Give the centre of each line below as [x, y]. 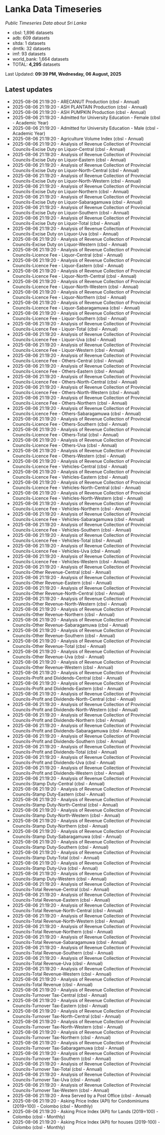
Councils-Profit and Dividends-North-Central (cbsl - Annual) [74, 699]
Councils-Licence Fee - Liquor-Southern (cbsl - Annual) [70, 318]
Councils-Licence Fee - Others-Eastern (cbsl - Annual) [69, 371]
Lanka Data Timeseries [53, 9]
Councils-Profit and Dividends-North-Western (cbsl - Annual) [75, 710]
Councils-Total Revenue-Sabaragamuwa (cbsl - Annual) [69, 942]
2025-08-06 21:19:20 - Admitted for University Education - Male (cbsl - [85, 128]
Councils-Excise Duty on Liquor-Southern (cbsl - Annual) [71, 212]
